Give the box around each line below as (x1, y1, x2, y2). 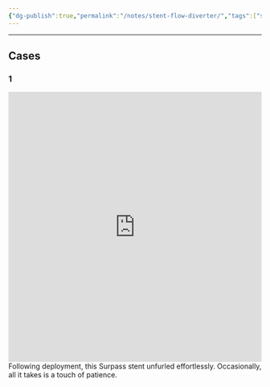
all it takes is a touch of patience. (8, 369, 118, 379)
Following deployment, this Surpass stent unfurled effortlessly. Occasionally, (8, 361, 262, 371)
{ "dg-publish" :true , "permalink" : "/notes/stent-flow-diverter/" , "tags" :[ (8, 11, 257, 20)
